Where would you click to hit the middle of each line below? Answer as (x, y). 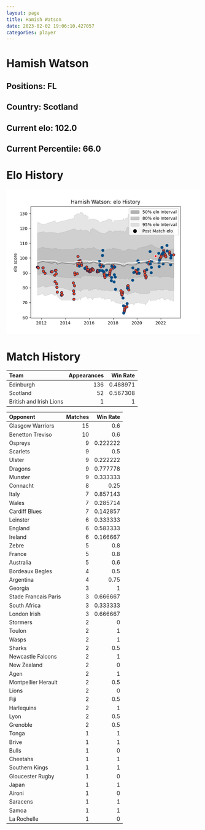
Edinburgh (22, 385)
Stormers (21, 622)
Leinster (19, 520)
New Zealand (26, 665)
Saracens (21, 802)
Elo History (35, 175)
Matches (78, 417)
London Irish (25, 614)
